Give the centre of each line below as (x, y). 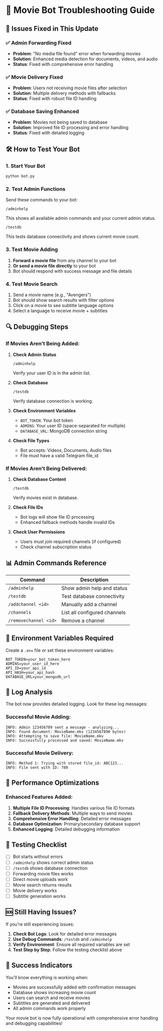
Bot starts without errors (38, 857)
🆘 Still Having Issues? (41, 912)
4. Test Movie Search (32, 284)
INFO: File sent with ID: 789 (37, 767)
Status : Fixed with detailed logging (49, 133)
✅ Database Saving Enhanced (42, 112)
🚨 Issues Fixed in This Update (52, 29)
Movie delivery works (35, 890)
